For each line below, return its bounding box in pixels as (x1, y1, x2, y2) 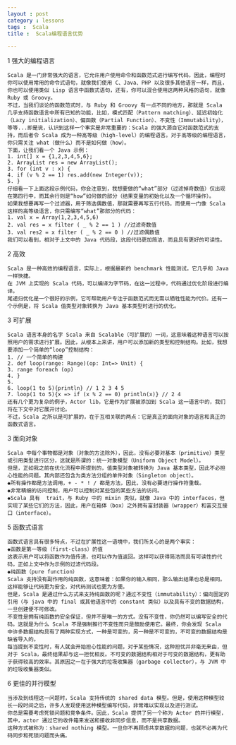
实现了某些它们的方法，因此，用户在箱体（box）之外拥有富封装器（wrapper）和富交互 (7, 502, 223, 509)
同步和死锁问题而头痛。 (12, 732, 70, 739)
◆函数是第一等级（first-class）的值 (7, 546, 104, 553)
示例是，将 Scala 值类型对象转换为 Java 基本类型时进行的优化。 (12, 303, 180, 310)
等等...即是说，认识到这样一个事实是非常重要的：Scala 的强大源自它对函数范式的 (7, 124, 214, 131)
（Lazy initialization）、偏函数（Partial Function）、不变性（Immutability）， (7, 117, 227, 124)
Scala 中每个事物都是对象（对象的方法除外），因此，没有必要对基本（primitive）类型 (7, 450, 225, 457)
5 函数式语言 (7, 523, 44, 532)
